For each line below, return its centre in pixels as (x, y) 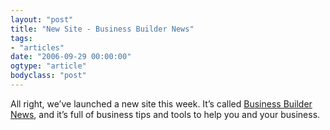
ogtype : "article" (48, 66)
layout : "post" (42, 19)
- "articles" (37, 47)
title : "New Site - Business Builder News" (102, 29)
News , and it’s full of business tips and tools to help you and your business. (165, 114)
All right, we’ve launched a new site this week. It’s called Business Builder (161, 103)
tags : (21, 38)
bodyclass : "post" (48, 76)
